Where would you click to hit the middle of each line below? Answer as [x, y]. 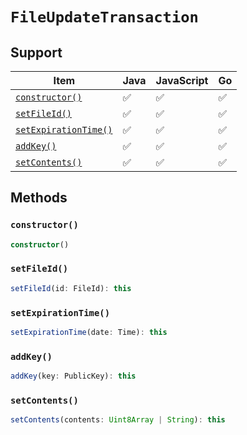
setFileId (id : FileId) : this [71, 288]
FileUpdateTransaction [104, 17]
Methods [39, 198]
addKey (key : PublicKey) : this [73, 376]
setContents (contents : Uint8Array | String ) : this [118, 420]
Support [36, 52]
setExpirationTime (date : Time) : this [89, 333]
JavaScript [182, 80]
